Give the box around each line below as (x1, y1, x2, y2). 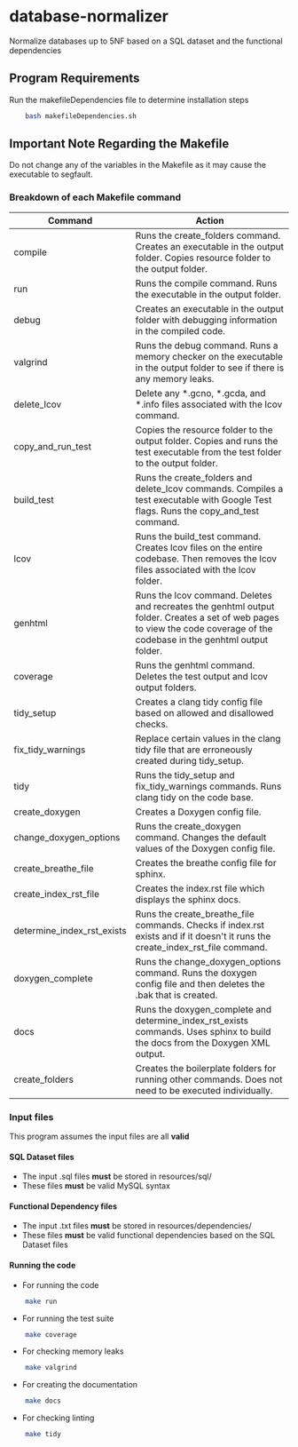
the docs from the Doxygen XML (135, 1037, 271, 1049)
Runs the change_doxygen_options (135, 955, 281, 967)
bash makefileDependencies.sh (25, 111, 137, 121)
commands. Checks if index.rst (135, 918, 264, 931)
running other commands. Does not (135, 1073, 283, 1085)
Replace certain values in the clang (135, 732, 281, 744)
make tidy (25, 1430, 62, 1439)
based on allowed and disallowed (135, 706, 274, 719)
